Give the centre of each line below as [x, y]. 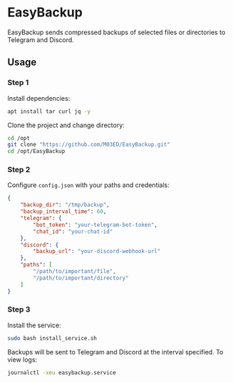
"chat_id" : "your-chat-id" [73, 232]
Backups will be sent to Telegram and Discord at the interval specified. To [115, 352]
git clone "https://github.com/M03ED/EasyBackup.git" [89, 145]
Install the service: [35, 325]
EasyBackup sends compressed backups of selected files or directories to [116, 32]
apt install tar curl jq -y [49, 111]
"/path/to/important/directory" [81, 278]
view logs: [22, 359]
